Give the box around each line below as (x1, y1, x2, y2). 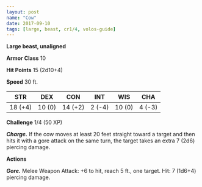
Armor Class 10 (6, 54, 46, 62)
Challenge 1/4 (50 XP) (6, 119, 63, 126)
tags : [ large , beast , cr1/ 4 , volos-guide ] (6, 26, 116, 32)
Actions (6, 155, 27, 163)
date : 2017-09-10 (6, 20, 51, 26)
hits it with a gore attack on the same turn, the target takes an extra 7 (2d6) (6, 137, 195, 144)
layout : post (6, 9, 40, 15)
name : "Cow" (6, 15, 37, 21)
